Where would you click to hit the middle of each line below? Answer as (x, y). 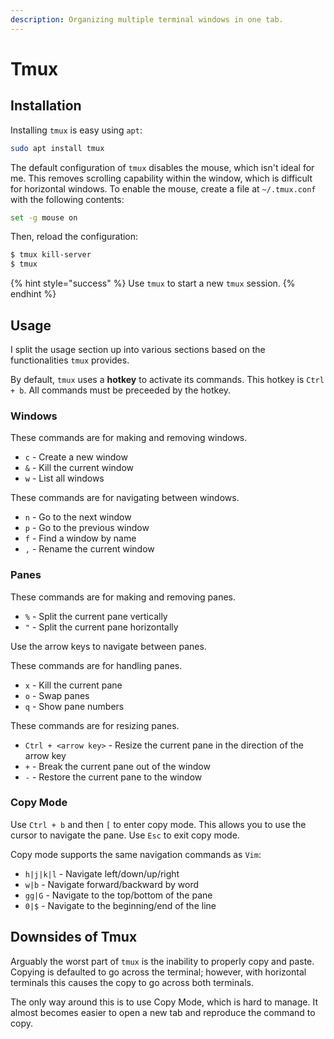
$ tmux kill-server (51, 255)
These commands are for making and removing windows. (129, 438)
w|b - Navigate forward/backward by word (112, 884)
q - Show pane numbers (74, 706)
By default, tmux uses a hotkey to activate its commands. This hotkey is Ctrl (167, 379)
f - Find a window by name (80, 538)
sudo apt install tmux (57, 148)
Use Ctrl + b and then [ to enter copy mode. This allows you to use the (158, 824)
